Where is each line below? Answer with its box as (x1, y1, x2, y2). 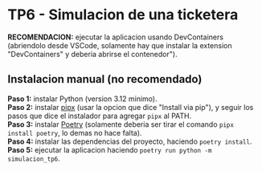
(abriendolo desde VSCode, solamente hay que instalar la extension (7, 40, 232, 50)
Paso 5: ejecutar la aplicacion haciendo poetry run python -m (7, 145, 212, 154)
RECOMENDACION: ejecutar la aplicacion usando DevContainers (7, 32, 224, 42)
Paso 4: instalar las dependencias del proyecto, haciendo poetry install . (7, 136, 252, 146)
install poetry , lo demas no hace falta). (7, 128, 142, 137)
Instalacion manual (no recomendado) (7, 72, 203, 86)
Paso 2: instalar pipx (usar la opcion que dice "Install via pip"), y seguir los (7, 102, 254, 112)
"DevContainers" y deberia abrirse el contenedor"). (7, 49, 178, 59)
